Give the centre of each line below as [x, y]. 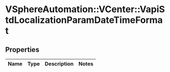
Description [59, 64]
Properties [22, 49]
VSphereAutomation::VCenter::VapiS [85, 9]
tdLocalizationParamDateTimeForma [84, 20]
